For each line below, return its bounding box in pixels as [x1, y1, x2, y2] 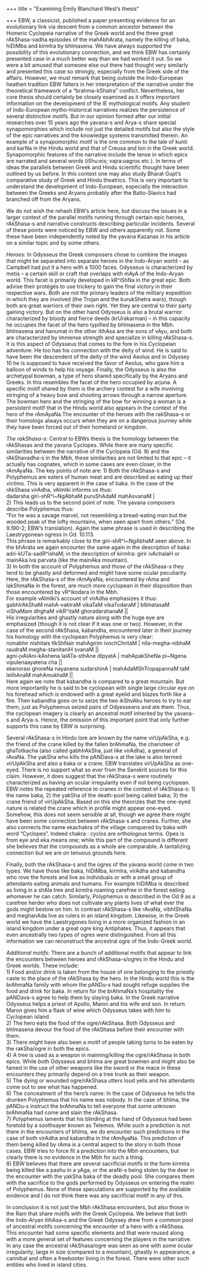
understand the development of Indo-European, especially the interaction [6, 183, 188, 190]
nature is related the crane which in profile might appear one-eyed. [6, 805, 172, 811]
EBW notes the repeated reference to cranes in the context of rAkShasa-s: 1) [6, 785, 196, 793]
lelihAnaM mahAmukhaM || [6, 672, 73, 678]
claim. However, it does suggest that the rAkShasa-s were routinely [6, 773, 173, 779]
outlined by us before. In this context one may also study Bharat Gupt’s [6, 170, 181, 177]
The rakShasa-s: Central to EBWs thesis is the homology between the [6, 435, 179, 442]
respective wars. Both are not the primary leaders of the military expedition [6, 289, 192, 296]
